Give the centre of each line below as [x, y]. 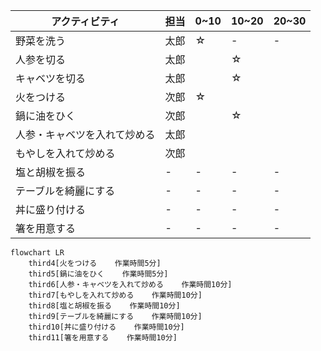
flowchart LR [37, 253]
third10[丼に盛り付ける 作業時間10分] [106, 327]
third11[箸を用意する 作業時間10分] [103, 338]
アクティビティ [85, 21]
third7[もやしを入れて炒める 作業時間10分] [115, 295]
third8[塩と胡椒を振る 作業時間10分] [104, 306]
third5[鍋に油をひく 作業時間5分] [98, 274]
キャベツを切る [51, 78]
